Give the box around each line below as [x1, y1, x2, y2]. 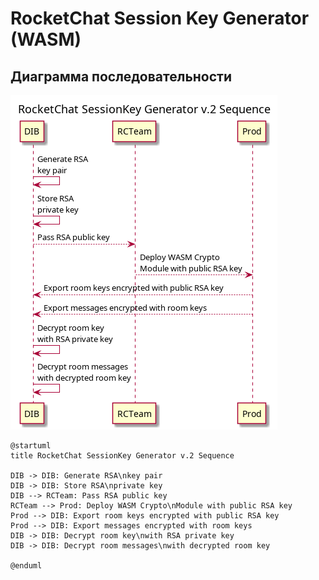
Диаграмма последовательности [10, 68, 233, 85]
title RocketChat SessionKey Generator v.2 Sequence [10, 451, 235, 461]
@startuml [10, 441, 52, 451]
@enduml [10, 561, 43, 571]
